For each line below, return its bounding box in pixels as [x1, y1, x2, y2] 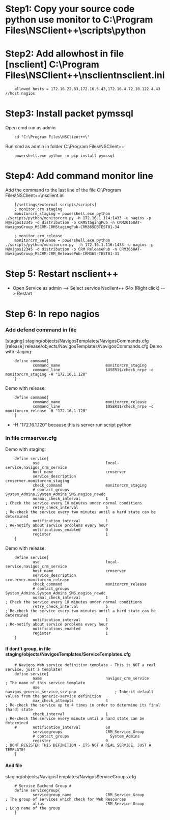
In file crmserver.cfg [5, 435, 57, 442]
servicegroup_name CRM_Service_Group [32, 793, 145, 798]
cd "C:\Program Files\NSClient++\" [14, 134, 90, 140]
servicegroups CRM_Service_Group [32, 729, 145, 734]
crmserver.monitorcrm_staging [5, 478, 70, 484]
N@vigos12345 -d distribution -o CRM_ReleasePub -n [5, 247, 117, 252]
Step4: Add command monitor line [5, 170, 154, 182]
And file [5, 762, 22, 769]
